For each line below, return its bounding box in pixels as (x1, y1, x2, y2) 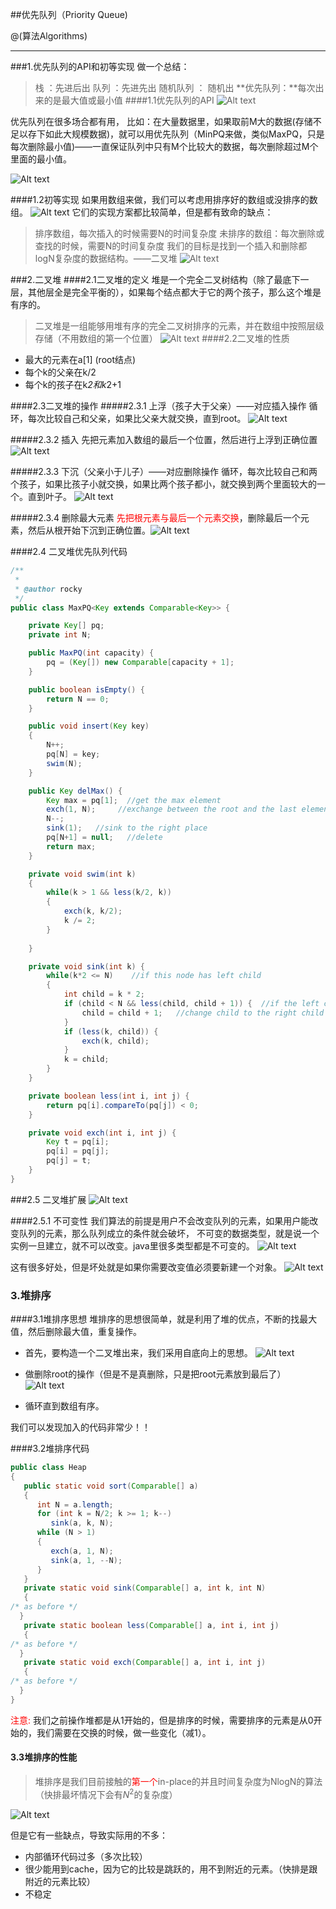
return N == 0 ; (46, 694, 110, 704)
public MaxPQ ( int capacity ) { (28, 648, 155, 658)
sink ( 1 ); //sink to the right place (46, 823, 208, 833)
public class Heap (10, 1463, 87, 1473)
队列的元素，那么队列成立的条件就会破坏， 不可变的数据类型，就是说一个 (18, 1227, 320, 1239)
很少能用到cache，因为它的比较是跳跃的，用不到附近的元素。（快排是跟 (24, 1863, 318, 1875)
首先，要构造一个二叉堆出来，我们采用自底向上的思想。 (24, 1347, 253, 1359)
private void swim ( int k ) (28, 869, 137, 879)
